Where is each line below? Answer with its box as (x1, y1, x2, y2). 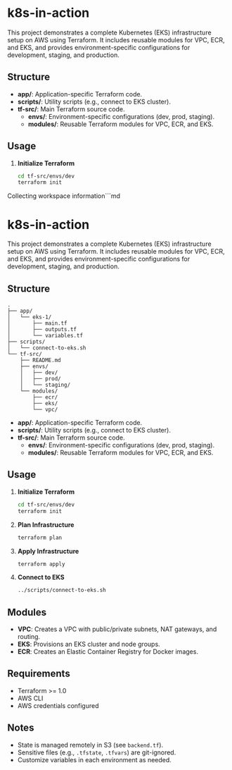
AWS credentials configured (17, 701, 100, 709)
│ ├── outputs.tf (7, 326, 77, 333)
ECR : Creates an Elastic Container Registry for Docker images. (17, 647, 199, 656)
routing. (17, 633, 41, 641)
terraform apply (17, 560, 65, 568)
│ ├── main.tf (7, 320, 68, 327)
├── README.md (20, 357, 61, 364)
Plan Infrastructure (17, 520, 75, 529)
